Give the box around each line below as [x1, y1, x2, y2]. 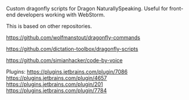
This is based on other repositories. [6, 23, 92, 29]
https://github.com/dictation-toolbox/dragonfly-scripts [6, 45, 138, 52]
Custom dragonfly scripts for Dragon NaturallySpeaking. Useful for [6, 5, 168, 12]
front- [169, 5, 184, 12]
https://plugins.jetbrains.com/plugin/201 [6, 81, 103, 88]
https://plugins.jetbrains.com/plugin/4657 [6, 75, 107, 81]
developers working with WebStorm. [16, 11, 105, 18]
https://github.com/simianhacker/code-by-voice [6, 57, 123, 64]
